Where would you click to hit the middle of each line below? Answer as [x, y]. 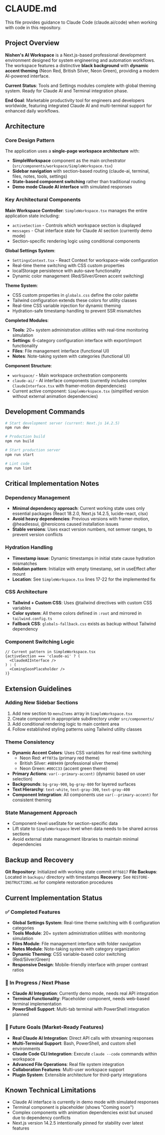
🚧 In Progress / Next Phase [37, 982]
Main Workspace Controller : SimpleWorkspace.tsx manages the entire [76, 210]
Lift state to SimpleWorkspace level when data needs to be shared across [85, 829]
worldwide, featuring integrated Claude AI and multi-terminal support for [79, 105]
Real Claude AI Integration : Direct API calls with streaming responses [83, 1038]
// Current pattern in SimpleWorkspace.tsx [50, 652]
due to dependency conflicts [41, 1118]
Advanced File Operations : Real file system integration [68, 1064]
